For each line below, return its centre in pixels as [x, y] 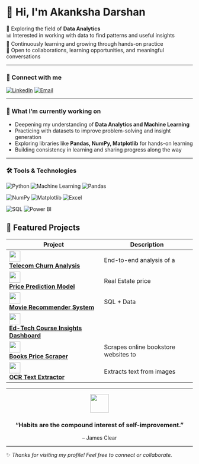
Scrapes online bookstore [140, 347]
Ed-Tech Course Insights [46, 328]
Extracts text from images [140, 371]
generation [28, 137]
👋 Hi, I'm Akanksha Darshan [76, 12]
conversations [23, 56]
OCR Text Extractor [37, 377]
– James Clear [99, 438]
